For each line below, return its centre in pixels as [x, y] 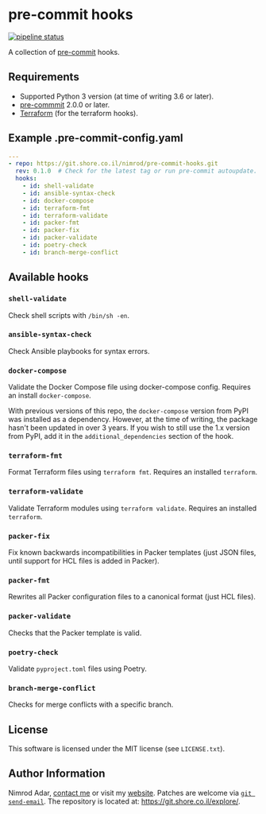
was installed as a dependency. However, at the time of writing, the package [133, 420]
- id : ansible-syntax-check [69, 193]
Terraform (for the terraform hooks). [79, 113]
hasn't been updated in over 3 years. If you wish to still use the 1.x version [129, 428]
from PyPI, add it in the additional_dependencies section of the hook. [121, 436]
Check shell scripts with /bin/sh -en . [69, 315]
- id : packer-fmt [51, 223]
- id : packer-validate [60, 238]
